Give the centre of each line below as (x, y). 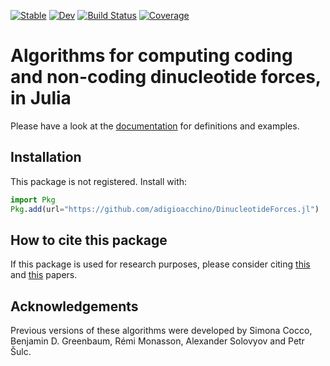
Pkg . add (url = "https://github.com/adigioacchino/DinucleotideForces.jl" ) (165, 209)
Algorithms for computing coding (151, 56)
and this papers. (44, 275)
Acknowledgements (74, 306)
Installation (46, 157)
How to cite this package (89, 240)
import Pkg (33, 200)
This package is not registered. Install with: (99, 181)
